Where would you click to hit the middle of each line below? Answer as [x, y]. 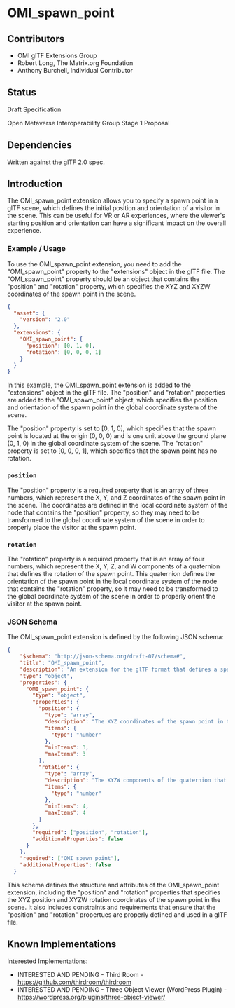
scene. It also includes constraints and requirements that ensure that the [112, 907]
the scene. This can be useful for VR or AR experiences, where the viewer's [116, 216]
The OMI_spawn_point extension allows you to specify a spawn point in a [113, 200]
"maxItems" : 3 [65, 754]
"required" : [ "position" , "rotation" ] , [91, 832]
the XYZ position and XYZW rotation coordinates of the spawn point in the [114, 899]
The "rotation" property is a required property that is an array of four [106, 559]
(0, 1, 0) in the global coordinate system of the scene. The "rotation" [105, 444]
